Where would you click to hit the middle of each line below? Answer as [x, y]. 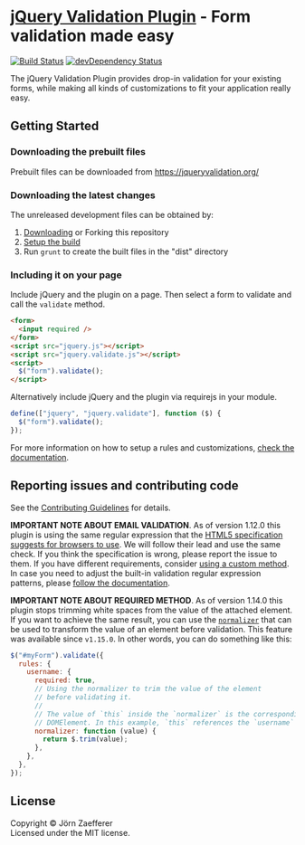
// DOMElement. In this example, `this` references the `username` [164, 722]
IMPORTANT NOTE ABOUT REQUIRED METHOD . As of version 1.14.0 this [147, 600]
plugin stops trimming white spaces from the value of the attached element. [152, 610]
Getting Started [55, 126]
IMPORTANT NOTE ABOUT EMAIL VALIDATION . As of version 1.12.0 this [146, 525]
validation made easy [92, 36]
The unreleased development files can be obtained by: [112, 214]
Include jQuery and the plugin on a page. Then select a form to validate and [151, 295]
